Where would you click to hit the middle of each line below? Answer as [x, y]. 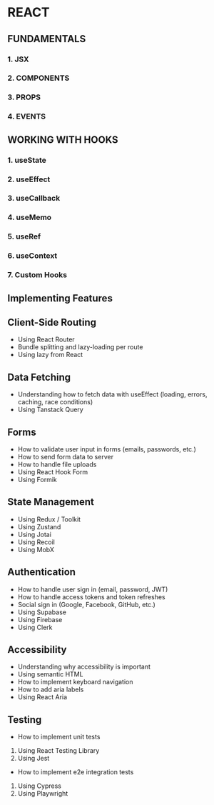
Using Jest [34, 759]
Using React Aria [42, 697]
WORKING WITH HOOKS [63, 140]
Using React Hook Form [52, 471]
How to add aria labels [51, 689]
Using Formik [37, 479]
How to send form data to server [66, 456]
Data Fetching [39, 377]
